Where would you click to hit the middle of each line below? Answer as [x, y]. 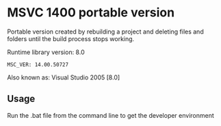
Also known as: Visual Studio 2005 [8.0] [64, 77]
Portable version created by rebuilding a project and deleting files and [105, 32]
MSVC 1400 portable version [91, 13]
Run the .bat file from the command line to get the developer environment [110, 115]
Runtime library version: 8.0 [46, 52]
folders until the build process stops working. [71, 38]
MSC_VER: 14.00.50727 [38, 64]
